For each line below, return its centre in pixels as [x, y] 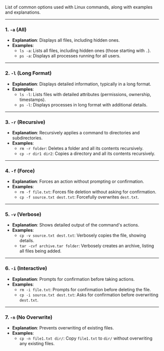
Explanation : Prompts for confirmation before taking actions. [73, 279]
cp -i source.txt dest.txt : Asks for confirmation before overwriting [89, 295]
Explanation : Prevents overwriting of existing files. [63, 328]
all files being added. [41, 251]
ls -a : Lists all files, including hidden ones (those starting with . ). [85, 50]
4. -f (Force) [20, 171]
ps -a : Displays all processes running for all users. [70, 56]
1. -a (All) [16, 29]
